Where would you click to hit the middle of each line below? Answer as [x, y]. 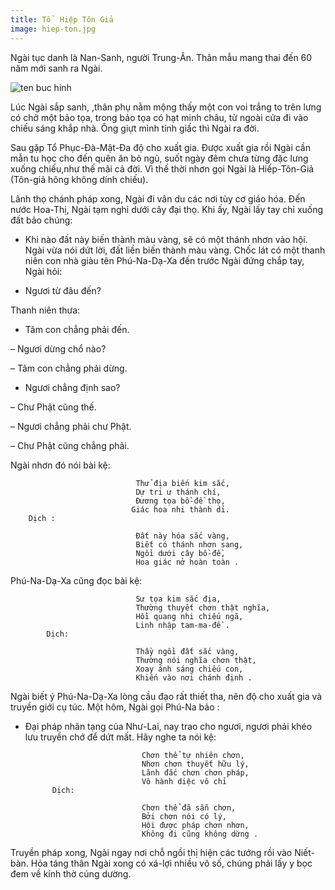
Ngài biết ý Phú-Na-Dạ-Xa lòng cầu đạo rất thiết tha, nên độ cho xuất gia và [166, 696]
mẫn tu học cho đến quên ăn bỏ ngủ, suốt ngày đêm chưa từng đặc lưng [159, 158]
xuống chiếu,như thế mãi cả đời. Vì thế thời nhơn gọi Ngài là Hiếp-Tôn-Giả [162, 168]
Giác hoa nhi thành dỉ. [180, 509]
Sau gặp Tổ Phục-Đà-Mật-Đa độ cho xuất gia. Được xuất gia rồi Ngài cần [160, 147]
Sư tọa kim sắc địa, [178, 599]
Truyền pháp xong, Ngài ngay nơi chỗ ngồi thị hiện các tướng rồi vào [151, 852]
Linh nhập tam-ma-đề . [182, 625]
